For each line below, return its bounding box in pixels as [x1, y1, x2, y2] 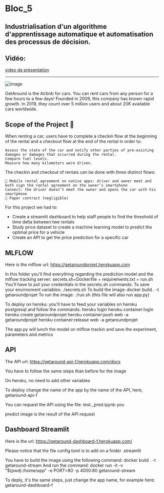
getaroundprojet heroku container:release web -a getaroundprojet [5, 317, 138, 323]
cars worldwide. [5, 106, 38, 112]
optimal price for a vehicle [12, 229, 65, 235]
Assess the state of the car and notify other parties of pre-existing [5, 148, 154, 153]
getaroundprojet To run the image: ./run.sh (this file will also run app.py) [5, 292, 150, 298]
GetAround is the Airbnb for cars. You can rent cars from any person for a [5, 91, 153, 97]
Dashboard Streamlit [5, 425, 69, 433]
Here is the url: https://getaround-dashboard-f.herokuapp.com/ [5, 438, 133, 444]
